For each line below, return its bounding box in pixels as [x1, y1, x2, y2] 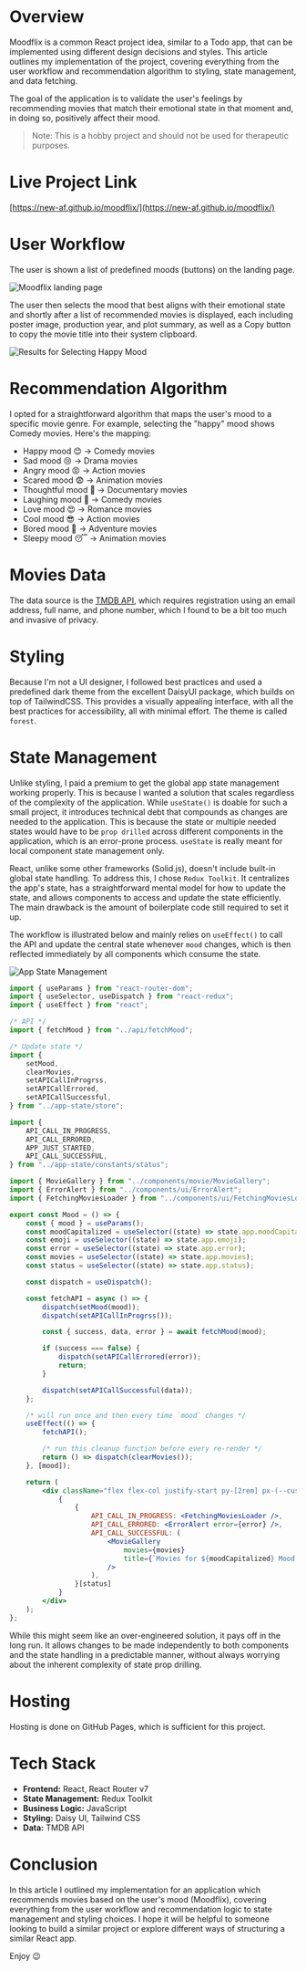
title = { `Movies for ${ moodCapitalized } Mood [123, 1554, 296, 1563]
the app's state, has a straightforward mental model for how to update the [9, 882, 287, 893]
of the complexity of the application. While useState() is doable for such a [9, 797, 288, 808]
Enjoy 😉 [9, 1950, 41, 1961]
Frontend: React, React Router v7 [22, 1783, 148, 1794]
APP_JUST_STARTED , [25, 1143, 96, 1152]
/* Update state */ [9, 1042, 84, 1051]
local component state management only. [9, 845, 166, 856]
